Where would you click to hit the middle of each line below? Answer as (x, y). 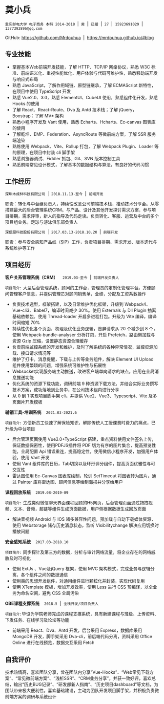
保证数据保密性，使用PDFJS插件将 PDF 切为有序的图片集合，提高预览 (82, 446)
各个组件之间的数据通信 (44, 575)
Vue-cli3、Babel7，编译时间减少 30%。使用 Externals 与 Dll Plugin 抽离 (84, 310)
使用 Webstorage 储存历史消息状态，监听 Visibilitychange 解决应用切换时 (85, 525)
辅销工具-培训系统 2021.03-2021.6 (41, 412)
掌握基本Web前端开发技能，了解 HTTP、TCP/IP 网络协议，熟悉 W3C (81, 67)
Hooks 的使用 (26, 104)
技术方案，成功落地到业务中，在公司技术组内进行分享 (66, 390)
